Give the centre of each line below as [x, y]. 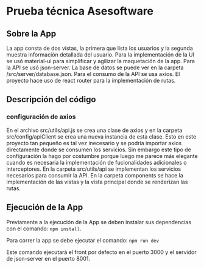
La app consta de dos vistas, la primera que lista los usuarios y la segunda [100, 48]
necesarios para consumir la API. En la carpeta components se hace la [95, 175]
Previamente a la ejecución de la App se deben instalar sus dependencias [99, 222]
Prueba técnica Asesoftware [80, 11]
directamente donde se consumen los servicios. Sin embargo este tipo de [99, 149]
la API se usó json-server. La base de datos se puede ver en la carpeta [95, 67]
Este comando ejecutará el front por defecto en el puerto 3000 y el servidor [101, 252]
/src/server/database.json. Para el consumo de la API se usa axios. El [93, 74]
